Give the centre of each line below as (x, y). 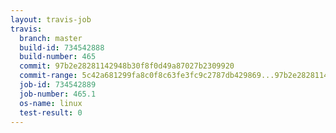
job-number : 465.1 (58, 94)
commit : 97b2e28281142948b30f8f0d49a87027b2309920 (127, 66)
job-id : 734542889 (58, 85)
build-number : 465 (58, 57)
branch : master (51, 38)
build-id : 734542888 (62, 47)
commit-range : (48, 76)
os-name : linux (51, 103)
